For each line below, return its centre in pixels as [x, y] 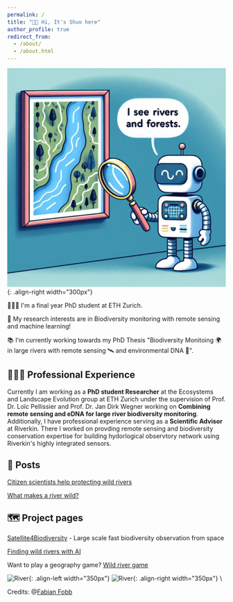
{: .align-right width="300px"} [50, 292]
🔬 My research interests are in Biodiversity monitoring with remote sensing [114, 319]
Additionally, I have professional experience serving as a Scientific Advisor [115, 421]
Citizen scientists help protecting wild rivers [70, 482]
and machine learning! [39, 326]
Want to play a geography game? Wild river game [78, 565]
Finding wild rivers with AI [44, 551]
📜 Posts [24, 465]
